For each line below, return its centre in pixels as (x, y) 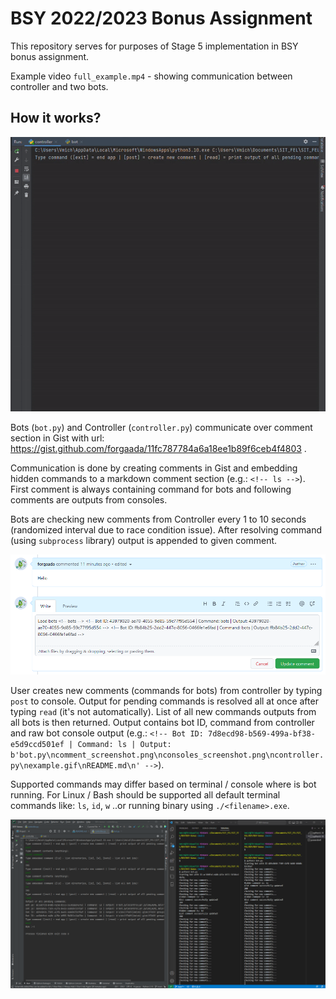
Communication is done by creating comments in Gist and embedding (154, 468)
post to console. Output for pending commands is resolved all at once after (164, 701)
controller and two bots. (59, 86)
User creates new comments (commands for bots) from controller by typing (166, 690)
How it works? (56, 118)
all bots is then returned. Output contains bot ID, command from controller (162, 722)
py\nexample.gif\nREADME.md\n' (75, 765)
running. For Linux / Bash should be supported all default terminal (145, 794)
